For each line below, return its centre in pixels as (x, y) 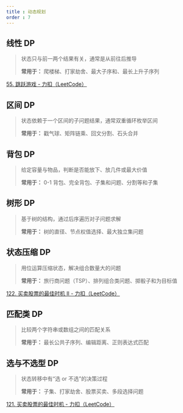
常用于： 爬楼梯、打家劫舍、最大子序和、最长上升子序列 (90, 71)
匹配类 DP (25, 314)
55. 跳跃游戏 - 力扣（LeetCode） (46, 84)
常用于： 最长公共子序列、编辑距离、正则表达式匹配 (85, 342)
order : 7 (19, 17)
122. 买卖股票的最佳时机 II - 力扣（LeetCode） (63, 293)
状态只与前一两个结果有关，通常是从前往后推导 (79, 59)
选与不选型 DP (32, 363)
